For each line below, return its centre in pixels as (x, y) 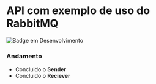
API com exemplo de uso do (78, 11)
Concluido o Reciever (43, 76)
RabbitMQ (32, 23)
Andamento (24, 56)
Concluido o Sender (41, 69)
